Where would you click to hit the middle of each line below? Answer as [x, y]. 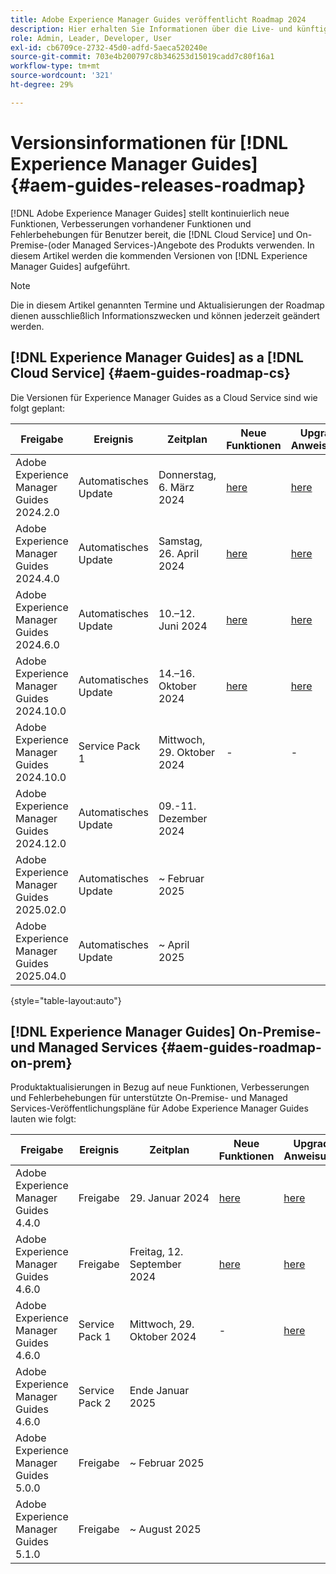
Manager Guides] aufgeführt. [70, 266]
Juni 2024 [183, 626]
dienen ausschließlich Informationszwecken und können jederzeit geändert [165, 315]
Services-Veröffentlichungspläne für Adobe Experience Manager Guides [159, 1108]
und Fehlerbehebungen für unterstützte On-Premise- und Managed [149, 1098]
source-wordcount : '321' [62, 76]
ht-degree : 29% [42, 85]
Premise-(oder [40, 245]
